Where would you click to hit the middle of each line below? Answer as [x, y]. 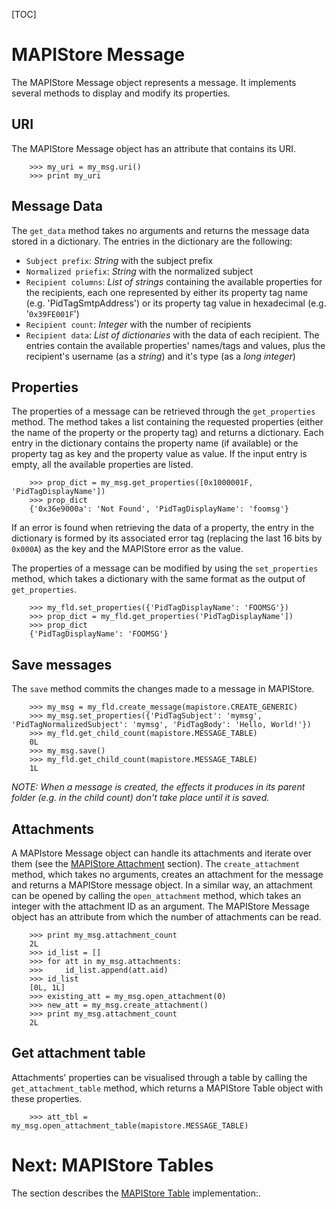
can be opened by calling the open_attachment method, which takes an [156, 895]
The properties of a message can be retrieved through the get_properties [163, 411]
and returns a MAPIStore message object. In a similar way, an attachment [162, 885]
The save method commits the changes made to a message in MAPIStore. [163, 689]
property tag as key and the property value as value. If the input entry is [159, 454]
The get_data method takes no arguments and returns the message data [160, 230]
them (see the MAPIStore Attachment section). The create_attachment [156, 863]
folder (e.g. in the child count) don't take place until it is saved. [140, 798]
